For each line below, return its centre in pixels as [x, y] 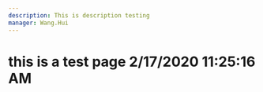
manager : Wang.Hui [38, 23]
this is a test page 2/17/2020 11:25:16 [132, 62]
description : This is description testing [79, 15]
